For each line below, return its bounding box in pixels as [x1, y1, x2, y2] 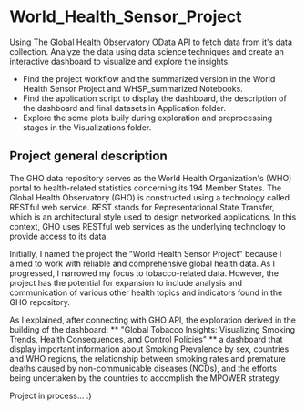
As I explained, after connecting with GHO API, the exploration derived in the [9, 314, 297, 325]
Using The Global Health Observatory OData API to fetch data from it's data [9, 36, 293, 47]
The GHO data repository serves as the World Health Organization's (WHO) [9, 172, 292, 183]
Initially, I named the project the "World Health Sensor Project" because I [9, 248, 282, 259]
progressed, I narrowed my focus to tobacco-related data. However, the [9, 267, 280, 279]
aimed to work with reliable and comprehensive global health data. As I [9, 258, 276, 269]
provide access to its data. [9, 231, 109, 241]
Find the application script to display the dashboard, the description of [22, 93, 287, 104]
